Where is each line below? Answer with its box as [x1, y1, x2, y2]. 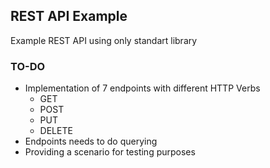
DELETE [39, 125, 73, 137]
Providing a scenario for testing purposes [24, 146, 196, 158]
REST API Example [10, 8, 128, 25]
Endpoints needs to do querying [24, 135, 158, 148]
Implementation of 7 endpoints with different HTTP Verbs [24, 82, 261, 94]
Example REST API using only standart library [10, 34, 198, 46]
